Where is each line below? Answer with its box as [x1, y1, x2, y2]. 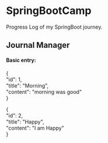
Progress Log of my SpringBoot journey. [6, 23, 103, 30]
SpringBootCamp [6, 4, 92, 18]
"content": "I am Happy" [6, 124, 64, 131]
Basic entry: [6, 57, 36, 64]
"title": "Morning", [6, 82, 48, 89]
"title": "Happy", [6, 118, 44, 125]
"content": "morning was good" [6, 88, 82, 95]
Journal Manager [6, 40, 70, 50]
